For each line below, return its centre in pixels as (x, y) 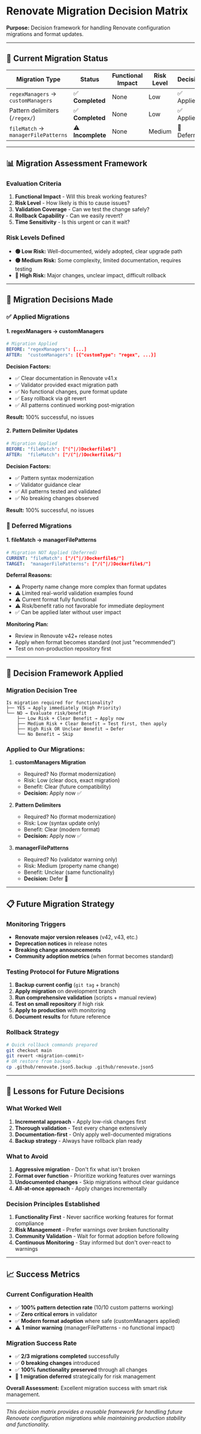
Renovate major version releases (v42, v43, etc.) (76, 937)
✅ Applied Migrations (38, 317)
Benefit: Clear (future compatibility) (67, 787)
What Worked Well (34, 1109)
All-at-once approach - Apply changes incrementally (81, 1188)
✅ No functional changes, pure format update (71, 391)
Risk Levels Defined (36, 238)
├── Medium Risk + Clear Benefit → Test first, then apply (92, 724)
